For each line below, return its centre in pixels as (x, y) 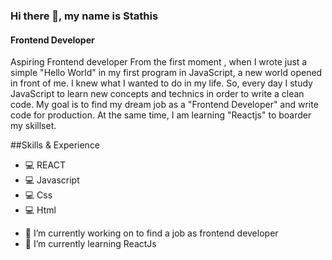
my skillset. (33, 126)
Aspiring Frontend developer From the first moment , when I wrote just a (159, 62)
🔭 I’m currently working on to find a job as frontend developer (151, 233)
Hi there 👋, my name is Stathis (84, 16)
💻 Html (40, 210)
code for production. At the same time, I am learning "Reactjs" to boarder (161, 115)
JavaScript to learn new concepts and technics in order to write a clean (157, 94)
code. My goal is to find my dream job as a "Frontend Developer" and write (164, 105)
